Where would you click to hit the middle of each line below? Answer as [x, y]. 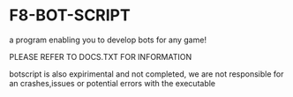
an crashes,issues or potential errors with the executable [113, 83]
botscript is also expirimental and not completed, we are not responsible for [146, 74]
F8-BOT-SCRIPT [70, 15]
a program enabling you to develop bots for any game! [108, 40]
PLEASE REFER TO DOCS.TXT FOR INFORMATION [101, 56]
